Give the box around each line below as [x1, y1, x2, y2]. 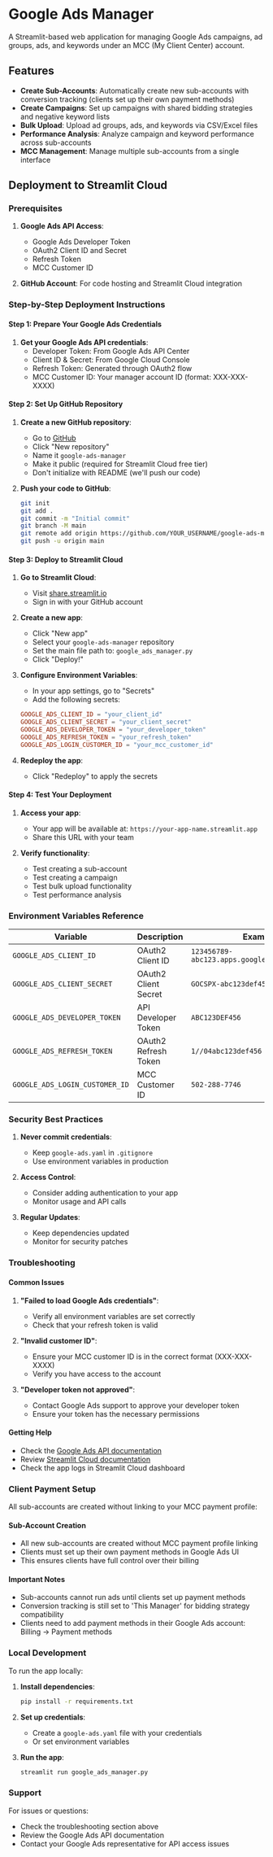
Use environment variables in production [32, 1156, 169, 1166]
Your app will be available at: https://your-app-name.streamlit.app [32, 824, 258, 833]
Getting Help [8, 1427, 53, 1437]
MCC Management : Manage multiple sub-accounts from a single [19, 146, 240, 155]
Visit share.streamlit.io [32, 588, 107, 598]
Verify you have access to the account [32, 1369, 162, 1379]
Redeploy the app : [19, 755, 84, 765]
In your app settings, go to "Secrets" [32, 686, 155, 696]
